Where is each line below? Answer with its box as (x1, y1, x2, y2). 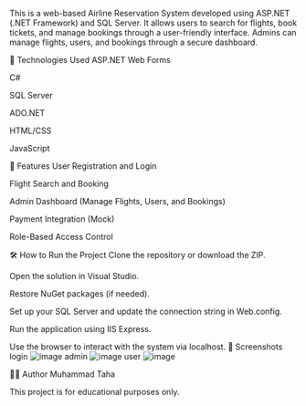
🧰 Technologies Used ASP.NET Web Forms (9, 55, 171, 65)
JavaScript (9, 143, 50, 153)
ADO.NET (9, 108, 46, 118)
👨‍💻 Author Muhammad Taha (9, 369, 116, 380)
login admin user (9, 351, 142, 361)
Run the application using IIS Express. (9, 324, 152, 334)
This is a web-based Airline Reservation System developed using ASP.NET (9, 8, 290, 18)
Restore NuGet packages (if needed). (9, 288, 151, 299)
